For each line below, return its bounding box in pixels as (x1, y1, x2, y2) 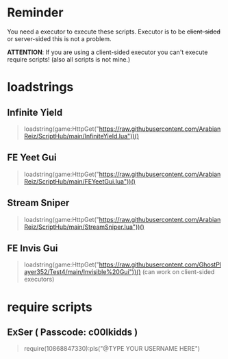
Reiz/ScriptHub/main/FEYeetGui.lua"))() (23, 177, 136, 186)
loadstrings (7, 79, 74, 95)
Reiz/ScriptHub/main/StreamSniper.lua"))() (23, 223, 145, 231)
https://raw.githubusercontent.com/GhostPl (99, 260, 221, 269)
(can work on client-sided (142, 268, 215, 276)
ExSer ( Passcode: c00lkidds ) (7, 326, 138, 338)
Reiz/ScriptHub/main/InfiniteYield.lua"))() (23, 132, 139, 140)
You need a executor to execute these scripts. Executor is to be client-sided (7, 27, 221, 36)
